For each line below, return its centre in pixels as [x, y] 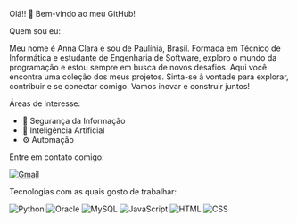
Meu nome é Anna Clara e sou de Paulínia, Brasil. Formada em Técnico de [145, 48]
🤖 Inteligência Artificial [63, 130]
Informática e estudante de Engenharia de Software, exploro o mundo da [143, 58]
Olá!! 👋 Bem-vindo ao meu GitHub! [73, 14]
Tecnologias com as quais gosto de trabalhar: [93, 191]
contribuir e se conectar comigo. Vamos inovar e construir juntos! [130, 86]
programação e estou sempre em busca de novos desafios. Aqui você [138, 67]
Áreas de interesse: [45, 103]
